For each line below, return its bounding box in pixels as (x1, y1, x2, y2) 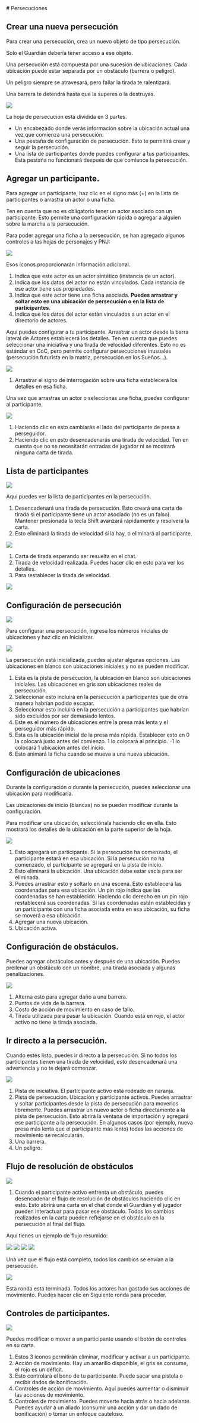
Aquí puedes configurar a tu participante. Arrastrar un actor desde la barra (6, 328, 189, 335)
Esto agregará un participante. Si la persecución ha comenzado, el (14, 849, 178, 856)
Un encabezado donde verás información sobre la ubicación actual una (14, 124, 190, 132)
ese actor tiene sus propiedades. (14, 285, 96, 292)
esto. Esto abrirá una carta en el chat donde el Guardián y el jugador (14, 1201, 182, 1208)
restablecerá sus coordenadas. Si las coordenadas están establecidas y (14, 900, 191, 907)
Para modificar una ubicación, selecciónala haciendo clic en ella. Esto (6, 820, 177, 827)
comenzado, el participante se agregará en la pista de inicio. (14, 861, 163, 868)
